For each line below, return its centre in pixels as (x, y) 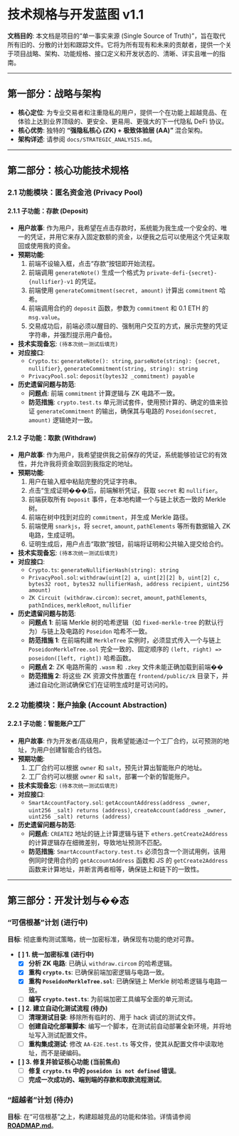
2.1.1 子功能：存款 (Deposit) (48, 210)
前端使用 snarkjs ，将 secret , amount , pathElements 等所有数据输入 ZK (129, 526)
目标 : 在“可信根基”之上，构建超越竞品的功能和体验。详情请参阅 (99, 1117)
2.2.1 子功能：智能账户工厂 (47, 723)
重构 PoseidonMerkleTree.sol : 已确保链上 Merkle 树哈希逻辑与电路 (124, 981)
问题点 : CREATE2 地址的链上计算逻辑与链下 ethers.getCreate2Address (128, 833)
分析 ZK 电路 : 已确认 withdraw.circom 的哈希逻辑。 (102, 963)
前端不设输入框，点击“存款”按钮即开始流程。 (93, 264)
